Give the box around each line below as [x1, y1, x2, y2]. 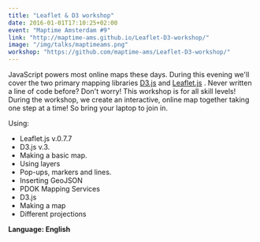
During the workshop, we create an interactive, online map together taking [8, 95, 250, 104]
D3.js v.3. [19, 143, 50, 151]
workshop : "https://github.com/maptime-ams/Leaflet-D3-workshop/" [8, 48, 231, 56]
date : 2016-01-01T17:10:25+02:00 [8, 19, 118, 27]
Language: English [8, 225, 71, 233]
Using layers [19, 159, 61, 168]
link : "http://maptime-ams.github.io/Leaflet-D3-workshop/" [8, 33, 210, 42]
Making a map [19, 201, 66, 210]
